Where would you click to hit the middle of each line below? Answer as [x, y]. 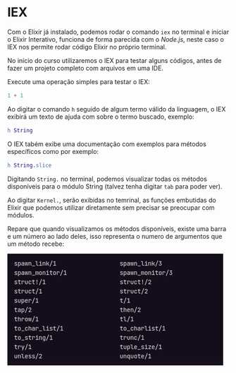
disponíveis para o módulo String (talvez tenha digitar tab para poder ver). [115, 186]
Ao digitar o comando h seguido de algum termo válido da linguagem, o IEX [117, 109]
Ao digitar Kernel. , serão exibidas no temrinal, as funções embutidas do [112, 200]
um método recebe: [36, 244]
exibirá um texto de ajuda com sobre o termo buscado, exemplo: [101, 117]
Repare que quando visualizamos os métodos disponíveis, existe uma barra [117, 229]
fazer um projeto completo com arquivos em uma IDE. [86, 68]
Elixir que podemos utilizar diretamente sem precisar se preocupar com [111, 207]
